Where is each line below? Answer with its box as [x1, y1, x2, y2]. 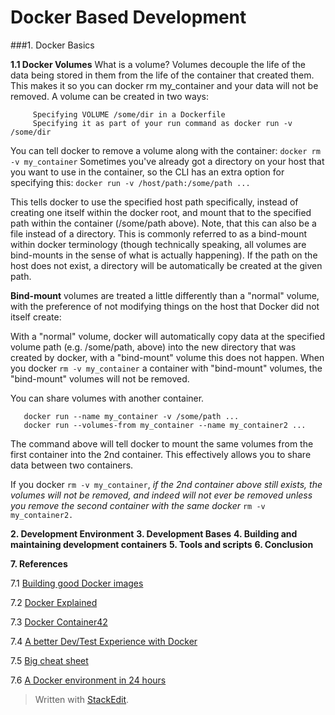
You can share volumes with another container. [10, 392, 205, 404]
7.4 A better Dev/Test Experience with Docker [10, 635, 198, 647]
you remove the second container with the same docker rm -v [10, 499, 266, 511]
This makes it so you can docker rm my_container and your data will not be [10, 79, 319, 91]
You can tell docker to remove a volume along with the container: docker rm [10, 144, 321, 156]
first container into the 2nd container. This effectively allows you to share [10, 448, 312, 460]
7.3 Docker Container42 [10, 616, 108, 628]
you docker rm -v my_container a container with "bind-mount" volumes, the [10, 362, 323, 374]
